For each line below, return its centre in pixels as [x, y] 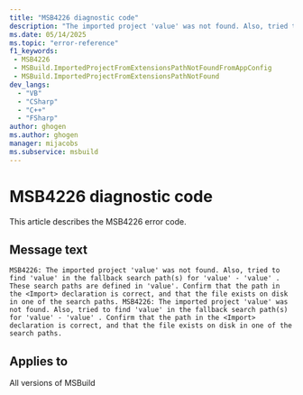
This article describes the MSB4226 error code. [98, 221]
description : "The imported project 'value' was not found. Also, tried [149, 26]
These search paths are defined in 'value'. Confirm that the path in [145, 286]
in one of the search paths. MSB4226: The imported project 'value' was [149, 302]
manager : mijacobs [44, 143]
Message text [49, 249]
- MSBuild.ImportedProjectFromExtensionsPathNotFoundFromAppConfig [142, 69]
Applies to [39, 361]
